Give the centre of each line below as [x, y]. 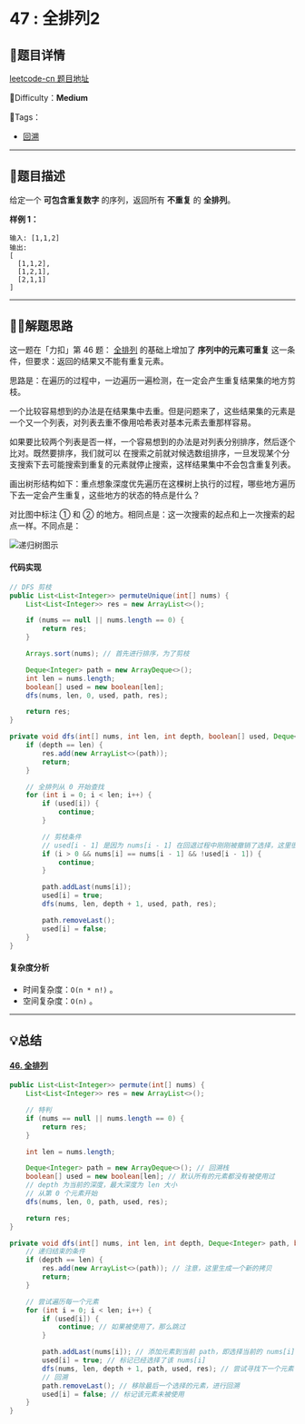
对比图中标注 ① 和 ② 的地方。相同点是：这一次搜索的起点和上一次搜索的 [148, 514]
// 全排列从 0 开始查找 [65, 786]
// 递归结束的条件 [56, 1251]
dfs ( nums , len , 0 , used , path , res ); [97, 696]
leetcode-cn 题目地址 [49, 79]
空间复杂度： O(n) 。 [60, 1001]
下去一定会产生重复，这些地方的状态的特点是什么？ [105, 495]
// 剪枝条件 [62, 836]
